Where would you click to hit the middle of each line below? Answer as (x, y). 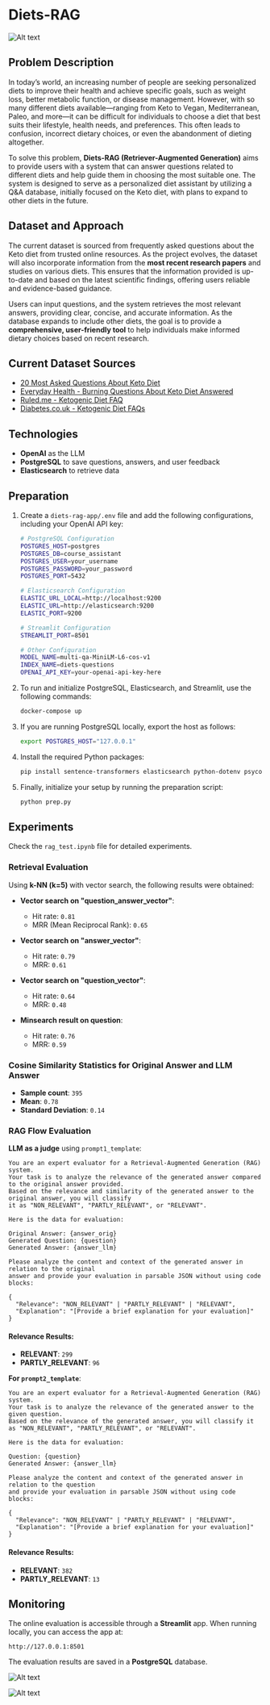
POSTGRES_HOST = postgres (60, 546)
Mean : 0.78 (39, 1101)
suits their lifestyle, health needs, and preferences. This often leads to (124, 125)
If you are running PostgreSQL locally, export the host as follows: (128, 726)
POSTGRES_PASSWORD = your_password (76, 569)
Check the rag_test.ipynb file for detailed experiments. (100, 846)
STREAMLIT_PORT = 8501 (54, 635)
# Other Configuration (58, 650)
